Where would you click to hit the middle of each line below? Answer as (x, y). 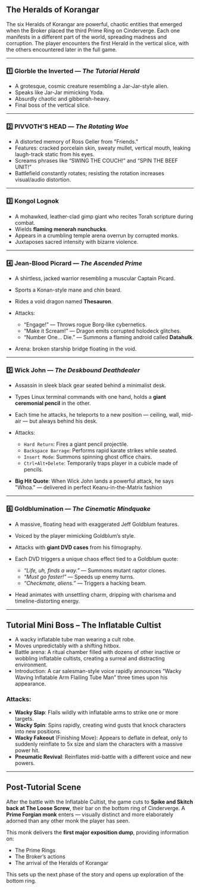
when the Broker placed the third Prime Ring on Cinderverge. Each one (93, 30)
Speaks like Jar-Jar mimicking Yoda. (59, 92)
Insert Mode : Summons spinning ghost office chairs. (88, 457)
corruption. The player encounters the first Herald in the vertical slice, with (98, 43)
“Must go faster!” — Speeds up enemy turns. (79, 576)
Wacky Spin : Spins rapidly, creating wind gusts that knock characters (100, 725)
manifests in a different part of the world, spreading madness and (87, 37)
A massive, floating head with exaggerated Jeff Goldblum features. (97, 524)
